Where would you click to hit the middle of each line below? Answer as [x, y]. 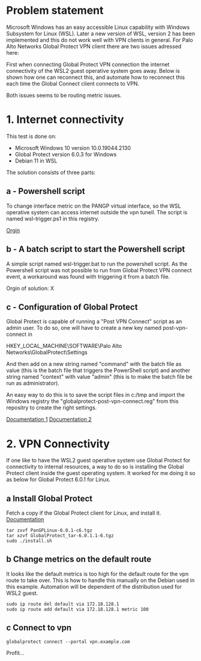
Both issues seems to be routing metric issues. [64, 95]
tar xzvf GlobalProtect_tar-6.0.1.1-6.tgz [60, 536]
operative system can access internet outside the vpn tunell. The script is [97, 212]
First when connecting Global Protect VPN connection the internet [88, 64]
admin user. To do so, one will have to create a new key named [84, 328]
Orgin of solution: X [30, 288]
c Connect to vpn [39, 628]
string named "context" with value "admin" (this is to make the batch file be [100, 377]
